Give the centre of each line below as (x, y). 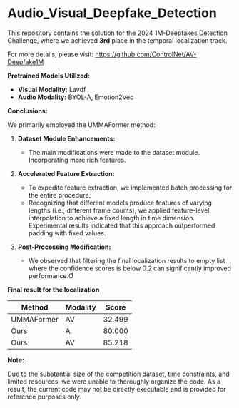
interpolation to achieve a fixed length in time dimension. (111, 218)
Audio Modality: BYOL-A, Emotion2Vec (76, 97)
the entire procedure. (60, 195)
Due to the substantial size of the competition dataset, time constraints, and (118, 374)
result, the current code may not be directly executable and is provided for (117, 389)
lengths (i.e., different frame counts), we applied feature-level (119, 210)
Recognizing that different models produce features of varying (120, 203)
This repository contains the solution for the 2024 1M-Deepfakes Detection (118, 33)
